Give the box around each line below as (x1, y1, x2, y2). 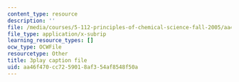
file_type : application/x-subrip (7, 30, 107, 38)
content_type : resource (7, 10, 78, 18)
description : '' (7, 17, 55, 24)
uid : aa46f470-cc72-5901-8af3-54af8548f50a (7, 63, 139, 71)
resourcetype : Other (7, 51, 69, 58)
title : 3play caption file (7, 57, 87, 64)
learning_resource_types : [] (7, 37, 94, 44)
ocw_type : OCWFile (7, 43, 62, 51)
